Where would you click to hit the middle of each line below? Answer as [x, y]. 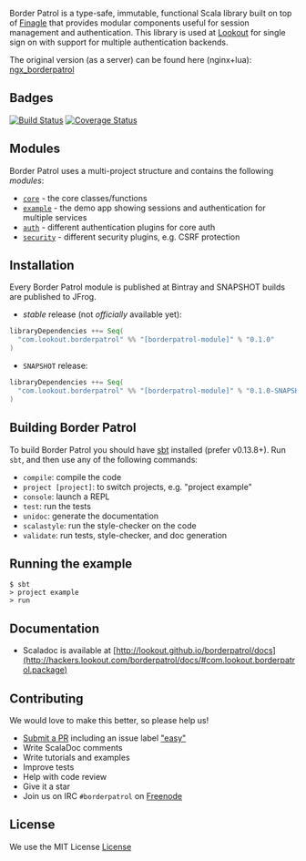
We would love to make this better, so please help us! [109, 720]
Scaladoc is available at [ [69, 651]
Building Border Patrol [73, 428]
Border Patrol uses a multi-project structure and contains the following [142, 170]
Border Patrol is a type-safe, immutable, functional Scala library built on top [151, 13]
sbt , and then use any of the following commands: [104, 459]
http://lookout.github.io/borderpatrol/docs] [196, 651]
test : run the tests [56, 506]
